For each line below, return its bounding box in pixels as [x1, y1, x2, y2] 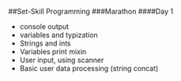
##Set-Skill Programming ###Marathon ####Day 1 [8, 7, 174, 16]
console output [19, 22, 70, 31]
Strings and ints [19, 39, 71, 48]
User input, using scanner [19, 55, 104, 64]
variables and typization [19, 31, 99, 39]
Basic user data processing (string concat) [19, 64, 159, 73]
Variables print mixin [19, 47, 87, 56]
